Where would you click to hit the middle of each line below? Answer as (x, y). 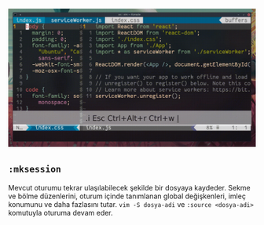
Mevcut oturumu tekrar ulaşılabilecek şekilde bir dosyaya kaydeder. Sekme (129, 187)
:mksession (35, 169)
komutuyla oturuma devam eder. (60, 212)
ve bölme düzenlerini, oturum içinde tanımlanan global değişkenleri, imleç (127, 196)
